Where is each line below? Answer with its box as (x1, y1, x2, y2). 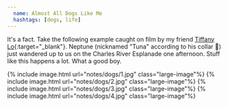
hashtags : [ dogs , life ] (13, 16, 81, 23)
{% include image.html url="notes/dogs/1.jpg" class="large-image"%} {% (7, 70, 216, 78)
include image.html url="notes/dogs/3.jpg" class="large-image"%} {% (7, 85, 206, 93)
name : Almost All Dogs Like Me (13, 10, 103, 17)
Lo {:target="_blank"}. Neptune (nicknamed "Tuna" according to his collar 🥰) (7, 42, 221, 50)
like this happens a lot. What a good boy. (7, 57, 122, 65)
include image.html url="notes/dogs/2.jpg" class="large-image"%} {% (7, 77, 207, 85)
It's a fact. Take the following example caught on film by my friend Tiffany (7, 35, 215, 43)
